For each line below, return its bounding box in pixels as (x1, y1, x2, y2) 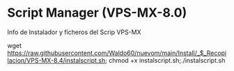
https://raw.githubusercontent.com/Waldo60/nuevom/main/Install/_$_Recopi (7, 49, 227, 57)
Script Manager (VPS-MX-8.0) (7, 5, 187, 21)
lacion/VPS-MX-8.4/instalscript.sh (7, 56, 106, 64)
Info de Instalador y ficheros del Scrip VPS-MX (7, 28, 141, 36)
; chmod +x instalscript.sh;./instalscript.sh (105, 56, 226, 64)
